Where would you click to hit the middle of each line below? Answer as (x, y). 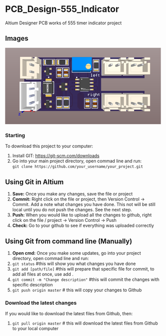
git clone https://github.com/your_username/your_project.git (78, 167)
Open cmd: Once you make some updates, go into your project (77, 253)
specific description (32, 285)
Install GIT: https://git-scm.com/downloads (56, 156)
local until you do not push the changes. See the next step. (72, 210)
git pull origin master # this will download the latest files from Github (85, 323)
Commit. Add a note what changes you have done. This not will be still (84, 204)
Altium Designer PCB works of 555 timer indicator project (63, 23)
